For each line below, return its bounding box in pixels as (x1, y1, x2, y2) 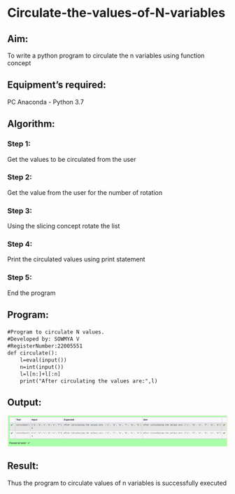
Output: (7, 396, 42, 408)
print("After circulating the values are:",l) (20, 377, 158, 385)
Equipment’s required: (7, 79, 106, 91)
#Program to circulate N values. (7, 328, 105, 336)
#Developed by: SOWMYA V (7, 335, 80, 343)
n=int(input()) (20, 363, 64, 371)
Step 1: (7, 139, 31, 149)
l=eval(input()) (20, 356, 68, 364)
